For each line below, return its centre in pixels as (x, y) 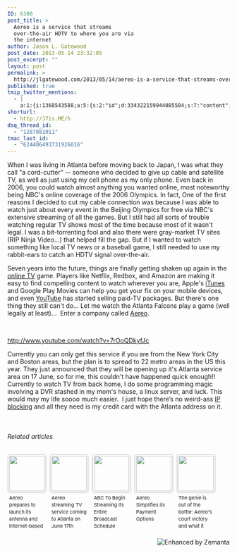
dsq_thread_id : (30, 125)
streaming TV (67, 505)
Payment (146, 512)
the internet (33, 40)
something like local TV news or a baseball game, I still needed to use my (114, 247)
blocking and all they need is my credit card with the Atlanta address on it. (115, 406)
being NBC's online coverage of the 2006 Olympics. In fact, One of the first (117, 195)
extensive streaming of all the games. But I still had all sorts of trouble (108, 217)
